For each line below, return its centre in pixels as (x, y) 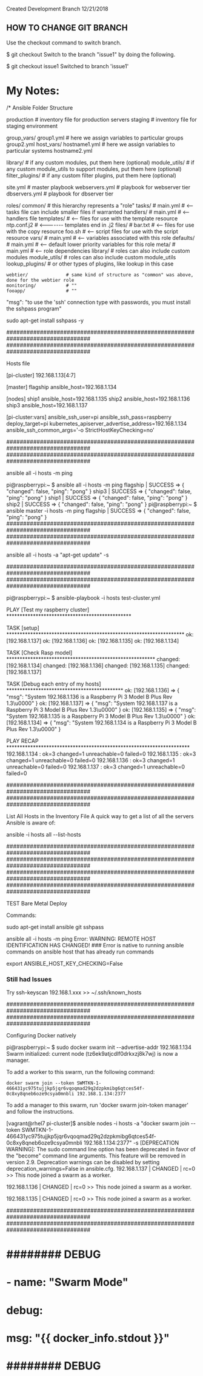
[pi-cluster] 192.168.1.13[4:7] (41, 375)
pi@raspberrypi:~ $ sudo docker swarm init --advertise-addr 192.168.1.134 (99, 1047)
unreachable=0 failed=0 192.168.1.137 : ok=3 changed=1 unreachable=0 (96, 767)
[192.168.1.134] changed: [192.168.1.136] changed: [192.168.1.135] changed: (98, 665)
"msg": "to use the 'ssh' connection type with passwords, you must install (98, 302)
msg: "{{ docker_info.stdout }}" (88, 1338)
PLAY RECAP (22, 741)
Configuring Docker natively (42, 1036)
